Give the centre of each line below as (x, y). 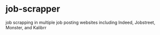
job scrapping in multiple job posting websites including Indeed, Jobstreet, (80, 22)
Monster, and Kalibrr (26, 27)
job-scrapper (33, 9)
